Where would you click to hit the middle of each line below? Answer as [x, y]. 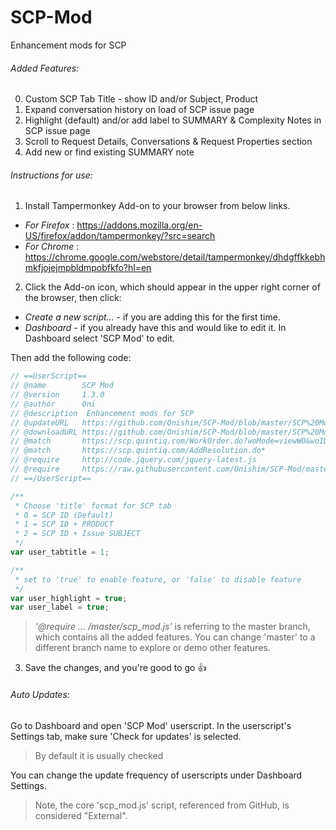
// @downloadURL [44, 432]
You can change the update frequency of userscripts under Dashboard [156, 775]
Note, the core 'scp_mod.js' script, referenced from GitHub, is [162, 805]
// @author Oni [53, 404]
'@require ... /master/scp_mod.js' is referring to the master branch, [172, 627]
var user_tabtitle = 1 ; [60, 552]
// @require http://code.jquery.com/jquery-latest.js [133, 460]
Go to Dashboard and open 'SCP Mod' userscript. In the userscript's [151, 725]
